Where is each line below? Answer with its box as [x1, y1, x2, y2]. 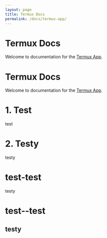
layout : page [5, 7, 32, 12]
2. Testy [5, 138, 39, 149]
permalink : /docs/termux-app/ [5, 16, 67, 21]
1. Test [5, 104, 32, 116]
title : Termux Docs [5, 12, 45, 17]
